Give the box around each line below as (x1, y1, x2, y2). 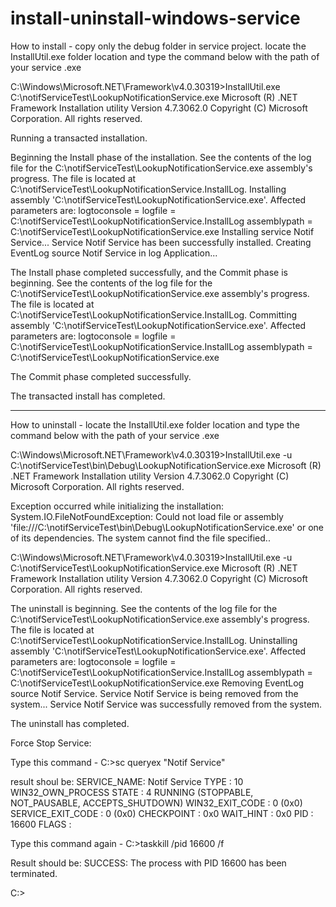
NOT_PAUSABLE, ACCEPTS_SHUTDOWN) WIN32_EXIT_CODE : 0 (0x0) (10, 797, 303, 809)
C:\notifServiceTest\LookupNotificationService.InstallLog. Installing (10, 183, 287, 195)
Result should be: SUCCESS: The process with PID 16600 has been (10, 857, 287, 869)
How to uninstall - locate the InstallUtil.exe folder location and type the (10, 418, 300, 431)
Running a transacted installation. (10, 132, 148, 144)
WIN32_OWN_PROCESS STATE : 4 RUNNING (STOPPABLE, (10, 786, 254, 798)
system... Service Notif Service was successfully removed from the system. (10, 698, 323, 710)
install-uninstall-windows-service (10, 7, 301, 30)
